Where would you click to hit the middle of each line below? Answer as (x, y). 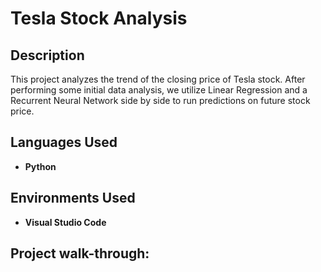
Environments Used (73, 198)
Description (47, 55)
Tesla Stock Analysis (99, 18)
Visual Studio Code (65, 222)
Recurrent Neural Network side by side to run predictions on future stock (160, 100)
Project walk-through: (80, 253)
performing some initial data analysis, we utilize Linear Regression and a (159, 90)
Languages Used (64, 142)
